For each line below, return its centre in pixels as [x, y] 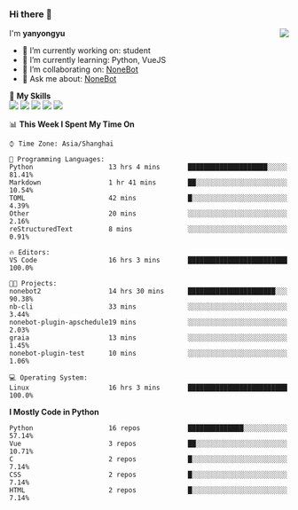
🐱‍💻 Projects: [33, 284]
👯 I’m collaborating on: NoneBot [80, 69]
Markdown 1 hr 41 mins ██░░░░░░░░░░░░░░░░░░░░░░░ [149, 183]
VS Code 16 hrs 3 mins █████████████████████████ [149, 261]
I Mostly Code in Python [54, 412]
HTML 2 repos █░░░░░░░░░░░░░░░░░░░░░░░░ [149, 490]
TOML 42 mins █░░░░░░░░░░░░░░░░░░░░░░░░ [149, 199]
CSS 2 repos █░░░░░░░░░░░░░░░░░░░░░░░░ [149, 475]
